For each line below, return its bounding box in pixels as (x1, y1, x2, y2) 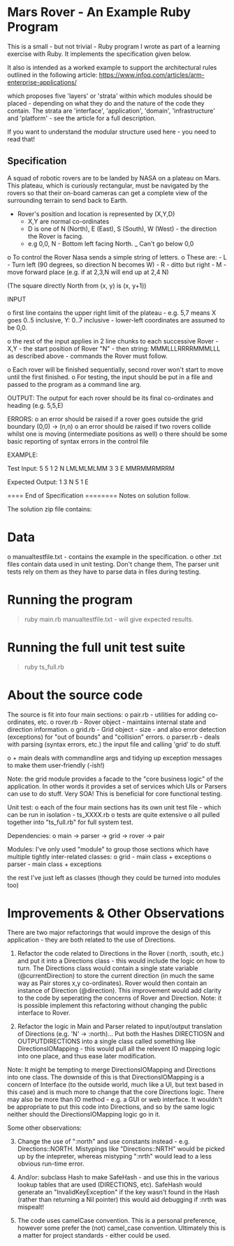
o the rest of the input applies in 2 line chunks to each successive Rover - (7, 337, 219, 345)
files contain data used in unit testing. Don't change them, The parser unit (7, 560, 219, 568)
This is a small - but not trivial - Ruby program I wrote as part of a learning (7, 42, 220, 50)
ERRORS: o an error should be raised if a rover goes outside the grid (7, 414, 203, 423)
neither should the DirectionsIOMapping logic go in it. (7, 1110, 161, 1119)
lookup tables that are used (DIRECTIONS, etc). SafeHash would (17, 1180, 203, 1189)
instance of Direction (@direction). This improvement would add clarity (17, 986, 221, 995)
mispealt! (17, 1203, 44, 1211)
